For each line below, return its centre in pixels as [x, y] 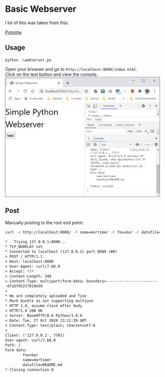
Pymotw [14, 32]
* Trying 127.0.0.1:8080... [36, 242]
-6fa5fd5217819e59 [24, 286]
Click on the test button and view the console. [52, 74]
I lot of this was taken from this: [37, 23]
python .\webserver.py [28, 60]
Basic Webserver [41, 9]
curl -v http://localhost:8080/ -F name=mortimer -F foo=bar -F [72, 232]
